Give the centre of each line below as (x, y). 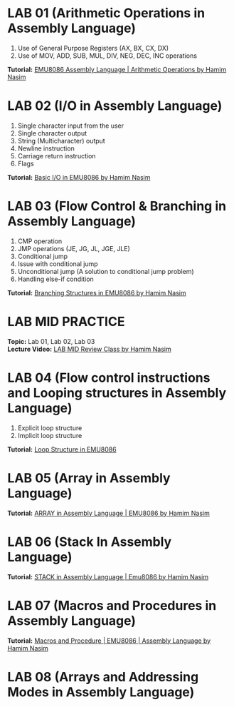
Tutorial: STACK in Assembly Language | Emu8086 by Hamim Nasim (108, 576)
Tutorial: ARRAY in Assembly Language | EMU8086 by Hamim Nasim (108, 513)
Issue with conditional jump (58, 264)
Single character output (52, 133)
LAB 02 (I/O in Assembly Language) (115, 106)
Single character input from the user (71, 126)
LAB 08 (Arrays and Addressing (103, 677)
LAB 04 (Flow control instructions (109, 378)
